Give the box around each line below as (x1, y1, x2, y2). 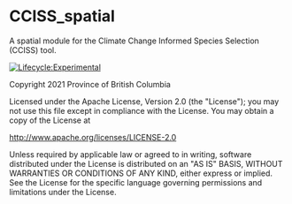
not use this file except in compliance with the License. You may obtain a (9, 105, 274, 116)
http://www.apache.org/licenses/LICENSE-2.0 (9, 132, 177, 142)
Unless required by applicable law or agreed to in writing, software (9, 148, 252, 160)
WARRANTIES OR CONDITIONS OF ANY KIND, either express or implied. (9, 168, 273, 178)
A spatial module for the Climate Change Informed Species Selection (9, 35, 259, 46)
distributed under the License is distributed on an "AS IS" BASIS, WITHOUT (9, 158, 283, 169)
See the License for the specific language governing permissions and (9, 177, 263, 187)
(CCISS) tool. (9, 44, 57, 55)
